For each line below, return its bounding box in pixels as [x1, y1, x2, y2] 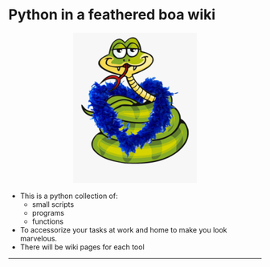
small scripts [31, 199, 75, 209]
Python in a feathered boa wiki [8, 6, 216, 24]
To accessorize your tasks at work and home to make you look [19, 225, 227, 234]
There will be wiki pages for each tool [19, 242, 145, 252]
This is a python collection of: [19, 191, 118, 200]
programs [31, 208, 64, 217]
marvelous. [19, 233, 58, 243]
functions [31, 216, 64, 226]
